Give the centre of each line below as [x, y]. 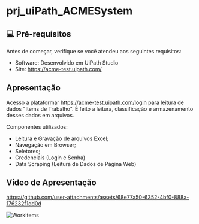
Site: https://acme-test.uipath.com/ [58, 69]
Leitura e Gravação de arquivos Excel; [62, 138]
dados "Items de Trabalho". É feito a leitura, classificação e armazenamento [100, 108]
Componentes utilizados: [37, 126]
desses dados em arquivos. [40, 115]
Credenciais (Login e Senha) [50, 158]
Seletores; [28, 151]
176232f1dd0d [24, 203]
